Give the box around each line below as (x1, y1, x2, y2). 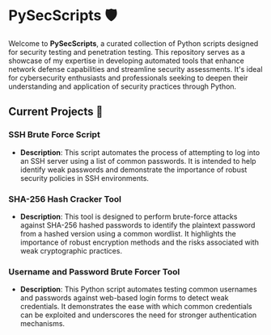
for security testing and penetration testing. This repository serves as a (8, 47, 245, 57)
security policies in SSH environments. (19, 173, 150, 182)
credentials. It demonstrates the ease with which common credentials (19, 302, 252, 312)
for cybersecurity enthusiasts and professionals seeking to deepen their (8, 73, 248, 82)
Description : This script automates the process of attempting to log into (19, 147, 260, 157)
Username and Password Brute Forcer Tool (8, 266, 180, 277)
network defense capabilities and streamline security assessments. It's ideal (8, 64, 263, 73)
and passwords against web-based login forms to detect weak (19, 293, 229, 303)
